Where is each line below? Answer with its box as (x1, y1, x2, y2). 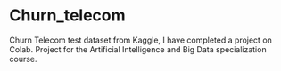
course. (9, 53, 37, 64)
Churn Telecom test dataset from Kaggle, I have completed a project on (9, 35, 272, 45)
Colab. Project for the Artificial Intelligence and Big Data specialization (9, 43, 267, 54)
